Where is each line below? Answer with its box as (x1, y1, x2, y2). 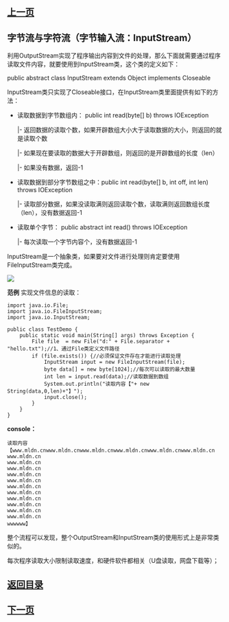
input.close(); (43, 394, 88, 401)
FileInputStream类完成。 (7, 261, 76, 269)
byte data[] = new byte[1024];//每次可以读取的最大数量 (43, 366, 195, 373)
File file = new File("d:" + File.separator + (32, 338, 170, 345)
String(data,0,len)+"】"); (7, 388, 84, 395)
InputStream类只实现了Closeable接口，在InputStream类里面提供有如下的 (7, 88, 213, 96)
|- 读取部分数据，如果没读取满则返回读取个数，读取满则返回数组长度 (16, 200, 210, 208)
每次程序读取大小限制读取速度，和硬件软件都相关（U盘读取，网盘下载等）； (7, 557, 219, 565)
